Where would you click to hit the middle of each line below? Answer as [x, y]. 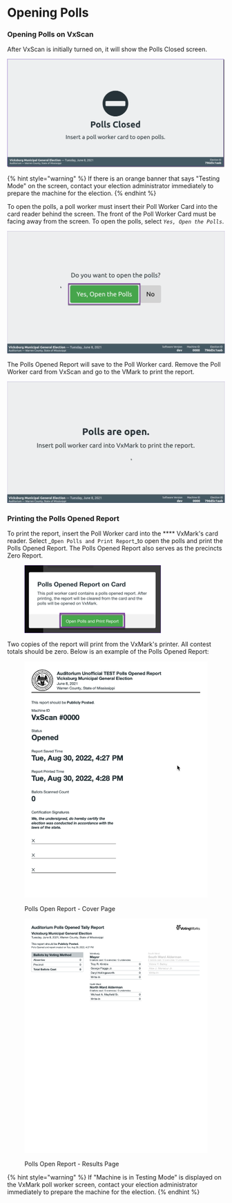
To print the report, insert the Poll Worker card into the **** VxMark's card [113, 533]
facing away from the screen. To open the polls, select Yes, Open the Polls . [116, 221]
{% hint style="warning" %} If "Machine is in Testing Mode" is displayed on [115, 1177]
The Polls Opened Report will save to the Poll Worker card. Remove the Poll [114, 364]
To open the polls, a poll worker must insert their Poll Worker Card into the [113, 206]
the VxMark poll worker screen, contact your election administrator [103, 1184]
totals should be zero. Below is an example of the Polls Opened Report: [108, 652]
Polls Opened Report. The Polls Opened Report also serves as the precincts [115, 549]
